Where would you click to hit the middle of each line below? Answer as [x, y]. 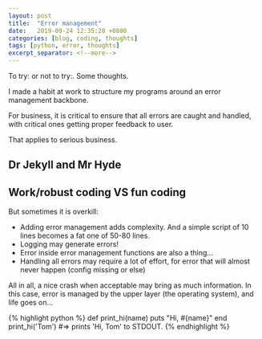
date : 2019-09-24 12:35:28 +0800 [68, 31]
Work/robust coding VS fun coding [97, 192]
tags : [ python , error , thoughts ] [64, 46]
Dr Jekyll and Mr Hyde [65, 165]
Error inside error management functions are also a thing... [117, 253]
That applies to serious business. [63, 140]
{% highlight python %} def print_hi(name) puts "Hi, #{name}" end [118, 318]
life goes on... [31, 303]
